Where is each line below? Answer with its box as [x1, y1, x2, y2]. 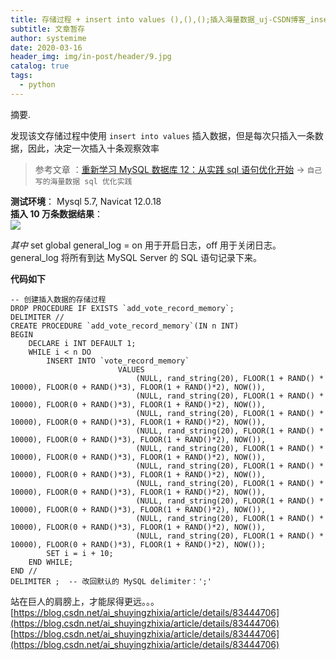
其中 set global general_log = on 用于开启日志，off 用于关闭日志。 [10, 239, 282, 251]
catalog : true [10, 61, 70, 71]
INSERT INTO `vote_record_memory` [46, 356, 190, 366]
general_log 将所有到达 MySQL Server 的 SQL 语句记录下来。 [10, 251, 263, 263]
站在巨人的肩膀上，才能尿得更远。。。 [10, 595, 160, 607]
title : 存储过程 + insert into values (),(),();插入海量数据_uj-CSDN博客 [10, 14, 307, 25]
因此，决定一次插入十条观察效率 [27, 142, 160, 154]
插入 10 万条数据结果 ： [10, 207, 104, 220]
